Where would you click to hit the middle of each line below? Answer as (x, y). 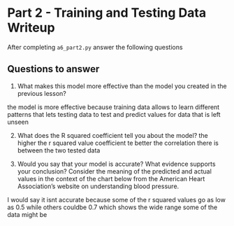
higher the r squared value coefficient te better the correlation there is (118, 143)
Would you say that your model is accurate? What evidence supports (116, 164)
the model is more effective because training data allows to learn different (114, 107)
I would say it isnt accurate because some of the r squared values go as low (116, 199)
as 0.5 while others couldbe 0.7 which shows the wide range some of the (112, 207)
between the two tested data (59, 150)
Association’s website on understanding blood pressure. (98, 186)
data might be (27, 214)
